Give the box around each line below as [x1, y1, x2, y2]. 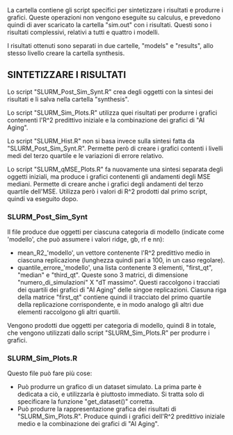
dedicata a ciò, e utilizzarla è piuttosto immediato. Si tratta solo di [17, 390, 204, 399]
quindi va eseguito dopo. [7, 194, 79, 203]
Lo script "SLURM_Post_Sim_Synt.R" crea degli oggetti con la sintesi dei [7, 87, 214, 96]
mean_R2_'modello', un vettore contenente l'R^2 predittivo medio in [17, 248, 211, 257]
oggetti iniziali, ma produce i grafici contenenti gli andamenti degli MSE [7, 172, 211, 180]
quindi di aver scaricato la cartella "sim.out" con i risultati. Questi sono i [7, 21, 212, 29]
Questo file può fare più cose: [7, 369, 93, 378]
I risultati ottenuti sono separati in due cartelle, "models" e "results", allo [7, 42, 214, 49]
